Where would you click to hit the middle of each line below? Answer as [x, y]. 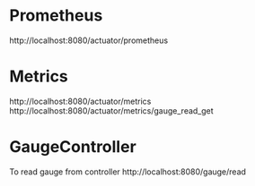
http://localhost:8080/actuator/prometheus [89, 40]
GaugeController [73, 147]
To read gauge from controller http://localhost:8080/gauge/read [128, 172]
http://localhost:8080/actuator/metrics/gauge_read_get [111, 110]
